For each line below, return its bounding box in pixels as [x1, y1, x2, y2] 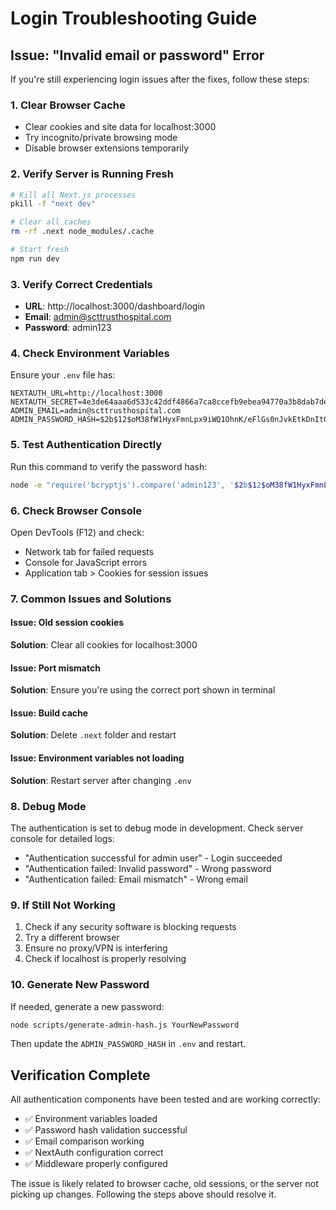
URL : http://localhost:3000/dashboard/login [24, 300, 206, 312]
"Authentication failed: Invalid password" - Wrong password [24, 862, 272, 874]
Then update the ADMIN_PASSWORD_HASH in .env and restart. [10, 1038, 247, 1050]
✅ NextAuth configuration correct [24, 1147, 164, 1159]
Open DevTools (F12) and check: [10, 526, 145, 538]
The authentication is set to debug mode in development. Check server [10, 822, 304, 834]
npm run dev [10, 253, 60, 264]
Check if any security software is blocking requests [24, 921, 237, 933]
